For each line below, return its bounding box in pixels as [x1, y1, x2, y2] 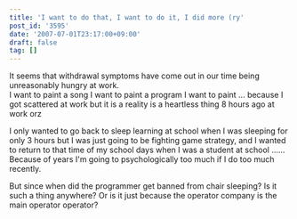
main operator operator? [9, 199, 99, 210]
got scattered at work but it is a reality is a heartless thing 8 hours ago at [9, 99, 276, 109]
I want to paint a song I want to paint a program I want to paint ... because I [9, 90, 284, 101]
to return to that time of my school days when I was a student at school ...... [9, 144, 285, 156]
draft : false [9, 37, 58, 47]
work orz [9, 109, 43, 119]
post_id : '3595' [9, 21, 69, 30]
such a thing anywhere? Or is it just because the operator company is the [9, 191, 277, 201]
